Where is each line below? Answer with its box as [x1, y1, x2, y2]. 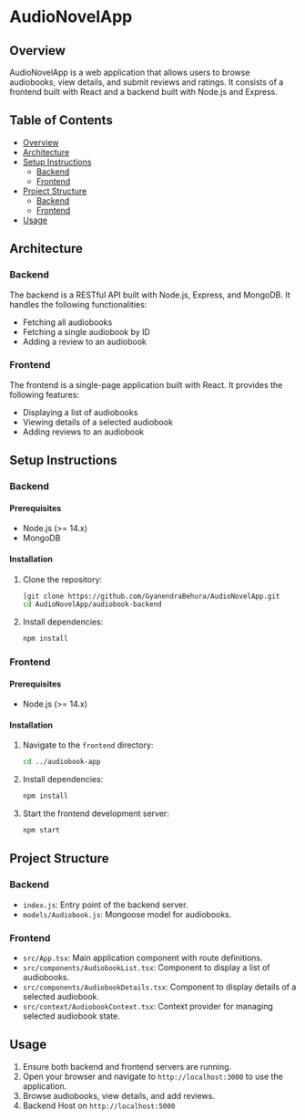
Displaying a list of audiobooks [22, 406, 138, 417]
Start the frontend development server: [22, 808, 170, 819]
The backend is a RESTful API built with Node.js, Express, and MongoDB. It [9, 289, 291, 300]
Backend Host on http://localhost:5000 [22, 1100, 176, 1111]
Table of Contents [9, 112, 114, 129]
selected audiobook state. [22, 1010, 121, 1021]
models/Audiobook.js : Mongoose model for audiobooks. [22, 908, 232, 919]
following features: [9, 389, 80, 400]
